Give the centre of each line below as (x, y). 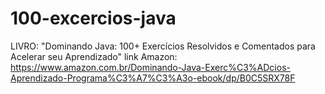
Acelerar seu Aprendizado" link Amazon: (94, 56)
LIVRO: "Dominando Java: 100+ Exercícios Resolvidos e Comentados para (163, 46)
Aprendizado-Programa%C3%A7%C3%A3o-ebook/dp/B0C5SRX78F (153, 78)
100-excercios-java (93, 18)
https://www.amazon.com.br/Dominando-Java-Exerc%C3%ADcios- (150, 67)
